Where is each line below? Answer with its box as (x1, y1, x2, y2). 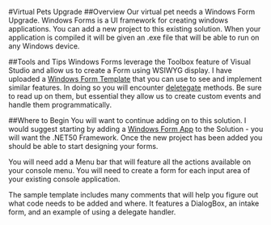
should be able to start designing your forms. (8, 142, 159, 151)
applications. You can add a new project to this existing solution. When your (8, 24, 261, 33)
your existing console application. (8, 174, 121, 184)
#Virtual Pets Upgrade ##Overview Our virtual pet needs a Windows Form (8, 7, 256, 16)
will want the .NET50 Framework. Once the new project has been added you (8, 133, 263, 142)
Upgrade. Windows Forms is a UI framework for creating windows (8, 15, 229, 25)
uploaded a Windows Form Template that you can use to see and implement (8, 74, 262, 83)
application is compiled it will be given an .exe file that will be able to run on (8, 32, 260, 42)
